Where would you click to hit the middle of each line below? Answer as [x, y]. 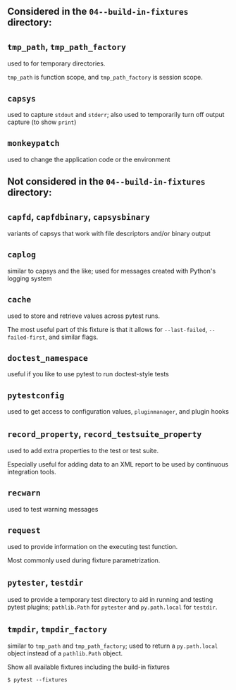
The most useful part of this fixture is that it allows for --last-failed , [107, 329]
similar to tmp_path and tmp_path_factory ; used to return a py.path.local [113, 646]
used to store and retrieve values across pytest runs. [84, 316]
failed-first [26, 338]
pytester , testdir [45, 583]
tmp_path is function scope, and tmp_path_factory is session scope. [105, 78]
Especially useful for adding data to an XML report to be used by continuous [118, 464]
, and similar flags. [72, 337]
